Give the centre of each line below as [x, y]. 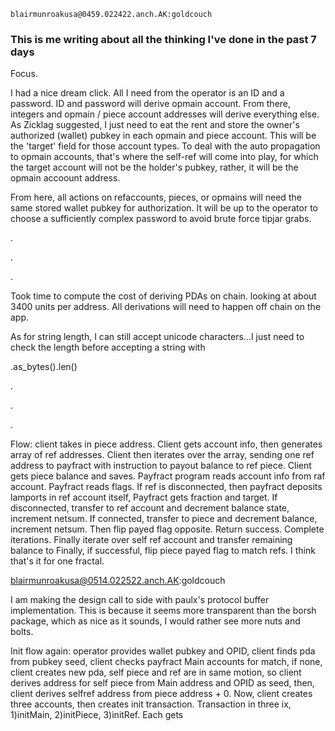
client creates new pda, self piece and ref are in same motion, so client [156, 672]
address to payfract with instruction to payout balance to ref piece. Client [161, 466]
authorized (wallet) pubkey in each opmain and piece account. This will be [163, 136]
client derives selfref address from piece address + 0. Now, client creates [161, 694]
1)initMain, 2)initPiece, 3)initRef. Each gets [97, 715]
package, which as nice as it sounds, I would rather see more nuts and [155, 621]
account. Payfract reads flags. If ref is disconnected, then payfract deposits [166, 487]
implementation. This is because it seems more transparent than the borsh [163, 611]
